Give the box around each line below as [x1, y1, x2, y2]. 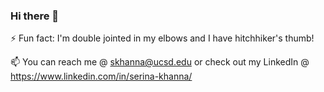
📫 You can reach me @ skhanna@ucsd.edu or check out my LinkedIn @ [10, 56, 310, 68]
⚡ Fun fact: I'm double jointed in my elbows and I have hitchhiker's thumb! [10, 32, 315, 44]
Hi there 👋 [10, 9, 60, 23]
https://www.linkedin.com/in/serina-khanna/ [10, 70, 193, 83]
